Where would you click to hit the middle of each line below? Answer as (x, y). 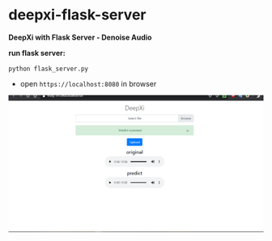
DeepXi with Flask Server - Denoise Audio (80, 37)
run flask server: (37, 53)
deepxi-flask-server (77, 15)
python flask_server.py (49, 69)
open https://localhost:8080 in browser (88, 83)
